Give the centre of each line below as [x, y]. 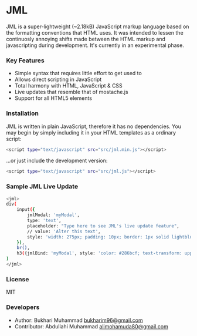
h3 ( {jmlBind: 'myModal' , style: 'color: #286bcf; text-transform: [99, 253]
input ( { [26, 210]
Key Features [26, 61]
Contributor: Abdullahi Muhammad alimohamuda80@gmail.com [91, 326]
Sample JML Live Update [42, 187]
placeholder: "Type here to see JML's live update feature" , [103, 226]
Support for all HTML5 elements [53, 98]
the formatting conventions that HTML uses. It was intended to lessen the [95, 32]
